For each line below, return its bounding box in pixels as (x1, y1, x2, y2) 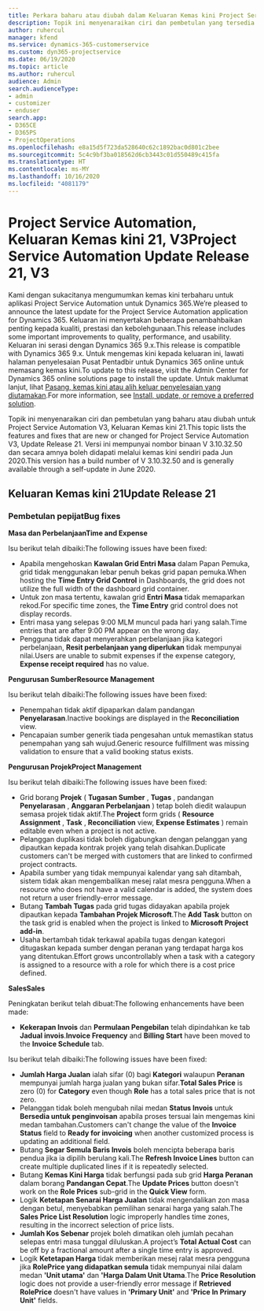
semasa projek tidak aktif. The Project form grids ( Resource (19, 809, 214, 819)
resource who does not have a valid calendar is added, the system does (19, 885, 253, 894)
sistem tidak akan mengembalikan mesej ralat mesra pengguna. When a (19, 876, 251, 886)
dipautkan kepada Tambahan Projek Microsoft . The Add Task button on (19, 910, 253, 920)
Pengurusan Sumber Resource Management (8, 675, 155, 684)
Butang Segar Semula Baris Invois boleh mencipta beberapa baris (19, 1145, 235, 1154)
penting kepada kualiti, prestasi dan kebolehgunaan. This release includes (8, 324, 246, 333)
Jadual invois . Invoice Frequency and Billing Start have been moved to (19, 1031, 251, 1040)
